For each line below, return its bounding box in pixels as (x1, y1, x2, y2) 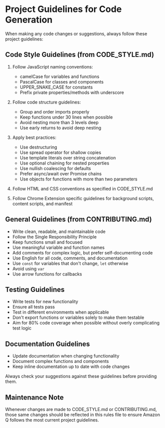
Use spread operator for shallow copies (19, 149, 101, 155)
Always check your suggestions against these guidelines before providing (5, 373, 157, 379)
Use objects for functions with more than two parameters (19, 176, 138, 182)
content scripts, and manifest (12, 200, 73, 206)
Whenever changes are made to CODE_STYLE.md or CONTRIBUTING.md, (5, 406, 157, 412)
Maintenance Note (5, 393, 64, 401)
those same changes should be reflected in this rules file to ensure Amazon (5, 411, 161, 417)
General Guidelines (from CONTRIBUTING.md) (5, 215, 152, 223)
